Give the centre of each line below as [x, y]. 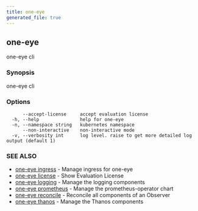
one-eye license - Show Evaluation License [69, 176]
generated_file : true [34, 18]
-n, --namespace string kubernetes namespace [73, 125]
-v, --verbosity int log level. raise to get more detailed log [102, 135]
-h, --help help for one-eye [68, 119]
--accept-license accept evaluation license [85, 114]
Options [18, 102]
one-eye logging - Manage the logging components [80, 182]
